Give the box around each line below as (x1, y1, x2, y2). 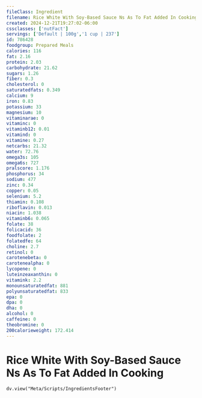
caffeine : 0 (6, 316, 36, 322)
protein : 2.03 (6, 59, 42, 65)
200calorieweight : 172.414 (6, 327, 74, 334)
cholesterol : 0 (6, 82, 44, 88)
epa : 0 (6, 294, 23, 300)
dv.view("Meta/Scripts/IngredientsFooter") (6, 386, 117, 392)
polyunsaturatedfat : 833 (6, 288, 69, 295)
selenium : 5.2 (6, 193, 42, 199)
